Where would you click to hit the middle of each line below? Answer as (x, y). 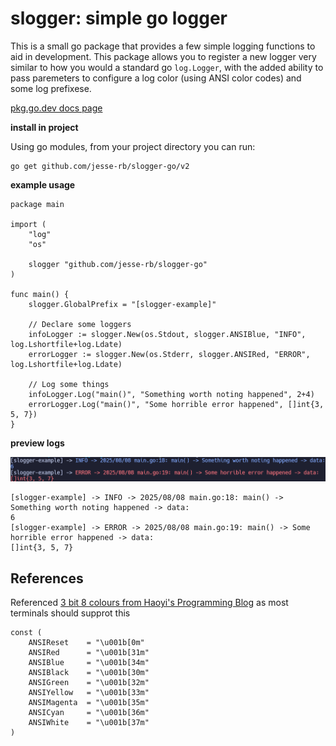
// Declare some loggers (80, 324)
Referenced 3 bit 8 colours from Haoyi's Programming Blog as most (149, 603)
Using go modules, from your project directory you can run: (133, 146)
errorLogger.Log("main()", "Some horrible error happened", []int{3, (176, 404)
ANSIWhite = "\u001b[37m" (89, 723)
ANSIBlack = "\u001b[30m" (89, 673)
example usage (43, 184)
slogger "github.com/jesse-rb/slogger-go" (118, 264)
